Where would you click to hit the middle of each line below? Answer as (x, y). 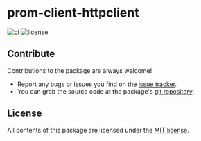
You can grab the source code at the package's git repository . (106, 91)
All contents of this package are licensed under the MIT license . (98, 130)
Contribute (31, 54)
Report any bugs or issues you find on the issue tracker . (97, 84)
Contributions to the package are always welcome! (80, 70)
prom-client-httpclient (73, 13)
